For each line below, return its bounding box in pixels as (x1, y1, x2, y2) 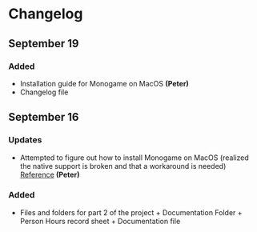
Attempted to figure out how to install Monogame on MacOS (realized (19, 153, 250, 162)
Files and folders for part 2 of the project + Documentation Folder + (19, 207, 243, 217)
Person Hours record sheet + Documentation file (19, 216, 181, 226)
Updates (8, 134, 42, 146)
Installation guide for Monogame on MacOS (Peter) (19, 78, 190, 88)
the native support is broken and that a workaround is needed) (19, 161, 227, 170)
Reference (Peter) (19, 170, 80, 179)
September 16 (8, 110, 79, 124)
